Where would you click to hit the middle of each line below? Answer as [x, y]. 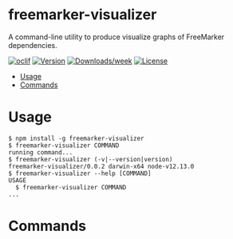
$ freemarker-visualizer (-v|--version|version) [91, 159]
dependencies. [33, 45]
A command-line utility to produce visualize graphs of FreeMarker [116, 37]
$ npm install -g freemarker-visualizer [77, 138]
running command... [41, 152]
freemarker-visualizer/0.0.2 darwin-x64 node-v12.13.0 [101, 166]
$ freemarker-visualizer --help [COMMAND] [80, 173]
